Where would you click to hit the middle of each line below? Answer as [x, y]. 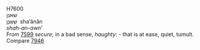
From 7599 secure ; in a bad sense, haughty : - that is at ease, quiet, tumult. [100, 34]
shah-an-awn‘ [24, 28]
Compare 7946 [25, 41]
